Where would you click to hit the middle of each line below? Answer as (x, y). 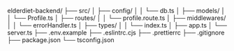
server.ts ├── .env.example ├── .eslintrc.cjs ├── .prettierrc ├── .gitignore (116, 32)
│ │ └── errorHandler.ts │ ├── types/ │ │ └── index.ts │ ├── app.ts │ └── (117, 25)
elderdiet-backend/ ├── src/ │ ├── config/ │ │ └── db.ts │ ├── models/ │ (116, 11)
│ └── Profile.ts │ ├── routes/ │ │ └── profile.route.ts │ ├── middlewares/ (117, 18)
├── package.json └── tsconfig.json (61, 40)
